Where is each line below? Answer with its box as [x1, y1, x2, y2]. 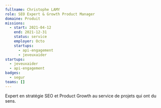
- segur [9, 75, 25, 80]
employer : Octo [14, 39, 45, 44]
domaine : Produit [5, 16, 41, 21]
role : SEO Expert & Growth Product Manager [5, 12, 95, 17]
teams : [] [5, 79, 25, 84]
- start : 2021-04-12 [9, 25, 51, 30]
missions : [5, 20, 25, 26]
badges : [5, 71, 21, 75]
